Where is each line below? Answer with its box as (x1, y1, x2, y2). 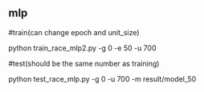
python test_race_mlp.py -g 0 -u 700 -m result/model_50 (8, 74, 197, 83)
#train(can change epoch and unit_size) (8, 27, 140, 37)
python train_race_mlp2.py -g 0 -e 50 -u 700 (8, 43, 157, 53)
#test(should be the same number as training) (8, 58, 160, 68)
